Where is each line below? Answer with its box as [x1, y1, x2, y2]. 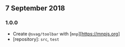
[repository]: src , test [12, 36, 60, 42]
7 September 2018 [5, 4, 65, 13]
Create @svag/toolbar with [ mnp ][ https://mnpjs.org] [12, 30, 120, 37]
